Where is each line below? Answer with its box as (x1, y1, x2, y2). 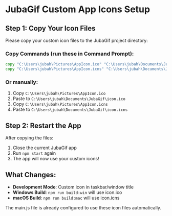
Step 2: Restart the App (5, 121, 82, 130)
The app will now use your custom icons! (12, 156, 99, 162)
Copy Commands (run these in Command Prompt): (5, 50, 134, 57)
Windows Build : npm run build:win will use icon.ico (12, 189, 122, 195)
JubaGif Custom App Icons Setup (5, 4, 150, 15)
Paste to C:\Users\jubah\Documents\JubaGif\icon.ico (12, 95, 125, 102)
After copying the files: (5, 135, 54, 141)
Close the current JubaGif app (12, 145, 77, 151)
